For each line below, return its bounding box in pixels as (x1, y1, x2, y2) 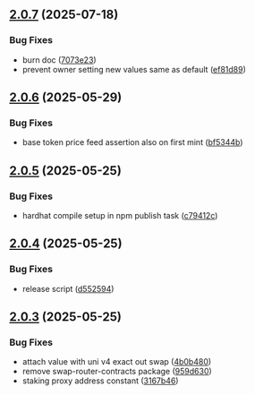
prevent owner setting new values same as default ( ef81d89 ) (21, 64, 246, 74)
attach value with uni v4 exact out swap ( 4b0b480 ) (21, 356, 212, 367)
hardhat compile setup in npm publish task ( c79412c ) (21, 210, 218, 221)
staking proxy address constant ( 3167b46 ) (21, 375, 179, 386)
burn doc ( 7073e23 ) (21, 54, 97, 65)
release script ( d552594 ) (21, 283, 115, 294)
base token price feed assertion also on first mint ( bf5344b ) (21, 137, 243, 148)
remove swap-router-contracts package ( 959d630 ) (21, 366, 212, 377)
